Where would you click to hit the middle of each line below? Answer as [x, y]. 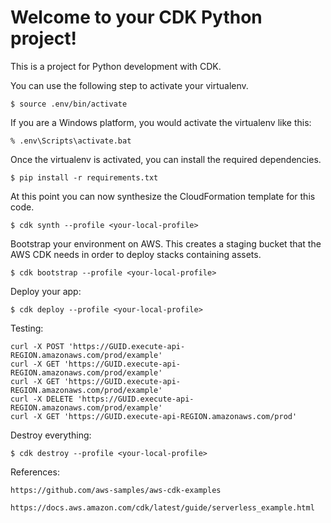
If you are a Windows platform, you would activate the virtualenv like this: [161, 122]
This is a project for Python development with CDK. [116, 66]
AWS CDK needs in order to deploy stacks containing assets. [136, 254]
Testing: [27, 328]
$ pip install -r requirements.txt [84, 177]
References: [35, 472]
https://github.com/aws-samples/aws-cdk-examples [116, 490]
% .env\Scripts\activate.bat [71, 141]
